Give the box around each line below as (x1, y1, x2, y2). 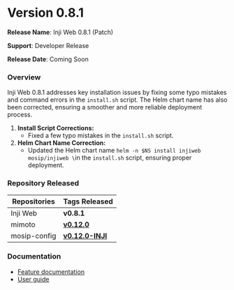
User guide (17, 275, 50, 283)
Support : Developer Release (7, 41, 89, 49)
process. (7, 110, 33, 119)
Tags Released (62, 197, 113, 206)
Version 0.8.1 (7, 5, 84, 21)
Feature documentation (17, 267, 85, 276)
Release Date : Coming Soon (7, 54, 89, 63)
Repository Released (7, 178, 80, 188)
